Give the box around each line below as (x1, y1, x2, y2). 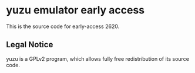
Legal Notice (6, 40, 53, 50)
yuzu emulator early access (6, 4, 145, 17)
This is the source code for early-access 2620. (6, 23, 120, 30)
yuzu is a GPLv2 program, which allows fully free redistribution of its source (6, 55, 190, 62)
